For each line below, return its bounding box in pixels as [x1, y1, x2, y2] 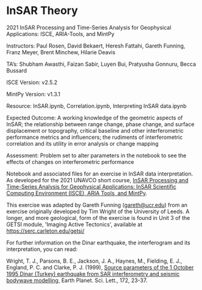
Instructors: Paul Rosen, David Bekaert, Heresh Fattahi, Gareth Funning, [6, 42, 186, 49]
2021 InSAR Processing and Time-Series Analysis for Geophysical [6, 24, 172, 31]
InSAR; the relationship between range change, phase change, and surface [6, 120, 195, 128]
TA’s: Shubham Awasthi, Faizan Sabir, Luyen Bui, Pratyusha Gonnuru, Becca [6, 60, 197, 68]
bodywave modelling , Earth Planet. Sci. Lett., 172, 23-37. [6, 277, 148, 284]
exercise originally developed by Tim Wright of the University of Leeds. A [6, 208, 190, 215]
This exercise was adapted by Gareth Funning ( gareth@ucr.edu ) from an [6, 201, 187, 208]
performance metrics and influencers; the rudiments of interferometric [6, 133, 183, 141]
